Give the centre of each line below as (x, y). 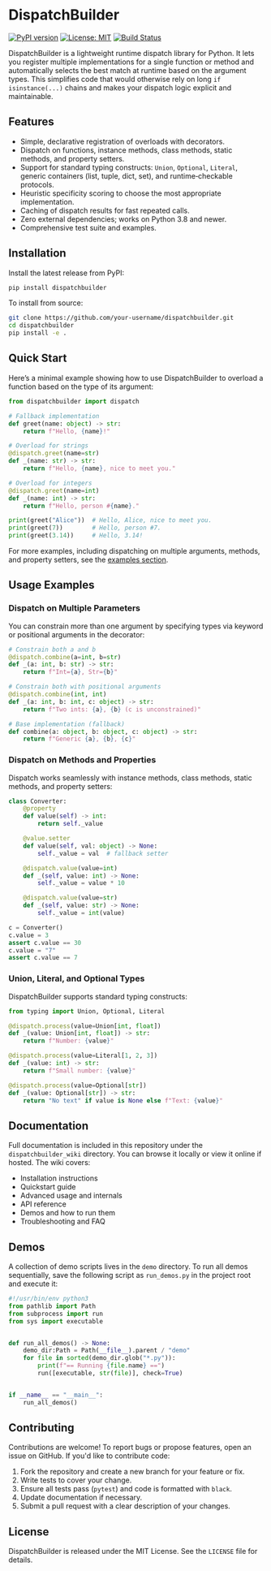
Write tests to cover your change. (76, 1480)
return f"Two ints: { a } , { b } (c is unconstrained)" (112, 709)
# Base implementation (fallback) (67, 724)
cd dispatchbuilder (41, 326)
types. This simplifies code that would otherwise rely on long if (115, 79)
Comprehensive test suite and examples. (88, 227)
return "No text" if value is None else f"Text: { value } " (123, 1101)
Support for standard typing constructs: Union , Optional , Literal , (129, 167)
